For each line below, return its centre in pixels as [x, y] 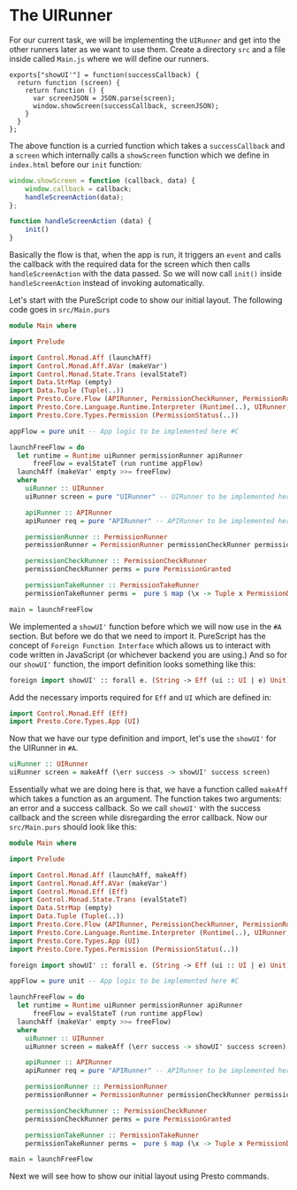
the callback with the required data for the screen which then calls [129, 264]
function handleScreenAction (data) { [80, 221]
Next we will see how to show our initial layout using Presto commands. [139, 1176]
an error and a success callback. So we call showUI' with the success [135, 808]
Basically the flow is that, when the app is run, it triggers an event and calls [145, 255]
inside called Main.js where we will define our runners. [109, 58]
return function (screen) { [69, 82]
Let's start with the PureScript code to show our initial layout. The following [146, 300]
